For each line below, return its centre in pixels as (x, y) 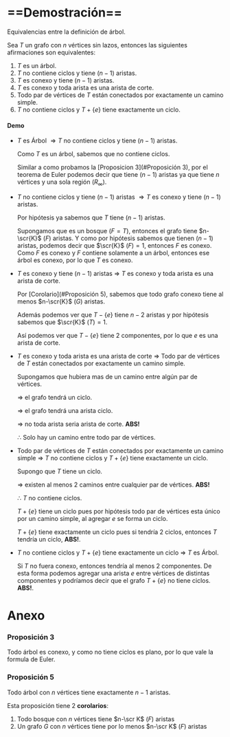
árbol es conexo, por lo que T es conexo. (75, 260)
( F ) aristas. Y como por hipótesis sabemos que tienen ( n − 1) (128, 238)
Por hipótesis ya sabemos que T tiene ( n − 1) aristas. (91, 217)
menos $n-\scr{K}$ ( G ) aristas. (61, 301)
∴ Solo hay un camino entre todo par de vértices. (86, 437)
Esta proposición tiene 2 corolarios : (58, 705)
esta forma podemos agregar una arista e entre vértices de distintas (113, 573)
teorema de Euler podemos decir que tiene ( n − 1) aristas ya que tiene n (118, 175)
